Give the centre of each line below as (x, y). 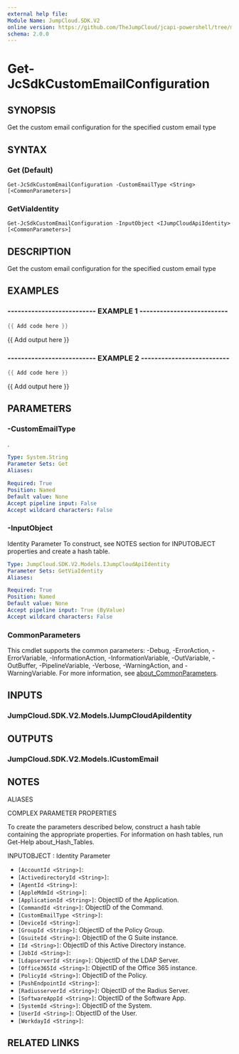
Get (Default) (30, 170)
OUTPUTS (30, 739)
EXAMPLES (33, 291)
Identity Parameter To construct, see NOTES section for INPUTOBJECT (111, 543)
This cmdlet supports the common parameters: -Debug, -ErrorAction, (109, 651)
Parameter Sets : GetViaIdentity (55, 571)
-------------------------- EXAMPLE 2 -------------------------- (118, 358)
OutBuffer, (22, 666)
